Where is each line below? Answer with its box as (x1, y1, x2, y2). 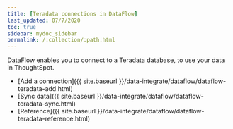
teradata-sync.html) (17, 99, 76, 108)
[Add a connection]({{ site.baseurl (17, 77, 118, 85)
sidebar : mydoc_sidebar (7, 30, 78, 37)
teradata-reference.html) (17, 114, 91, 123)
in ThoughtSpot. (7, 63, 55, 72)
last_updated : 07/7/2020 (7, 17, 81, 24)
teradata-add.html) (17, 85, 73, 93)
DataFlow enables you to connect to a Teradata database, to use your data (7, 56, 225, 64)
